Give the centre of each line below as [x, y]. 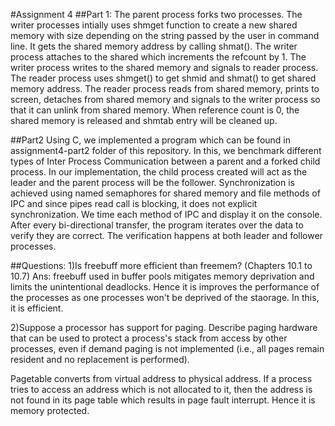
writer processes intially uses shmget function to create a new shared [154, 25]
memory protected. [50, 410]
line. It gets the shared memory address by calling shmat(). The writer [154, 46]
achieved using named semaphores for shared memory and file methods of [165, 193]
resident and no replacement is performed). [100, 359]
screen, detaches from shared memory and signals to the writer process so [165, 99]
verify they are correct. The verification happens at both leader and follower [166, 235]
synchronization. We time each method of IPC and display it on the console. [166, 214]
